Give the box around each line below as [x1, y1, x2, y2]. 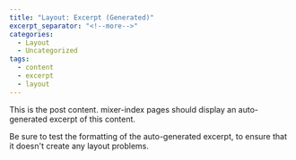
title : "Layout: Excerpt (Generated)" [9, 13, 154, 22]
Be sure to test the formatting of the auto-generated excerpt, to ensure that [9, 131, 288, 141]
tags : [9, 55, 30, 63]
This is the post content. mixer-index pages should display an [9, 104, 237, 114]
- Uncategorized [17, 46, 78, 55]
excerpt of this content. [48, 114, 136, 124]
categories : [9, 29, 54, 38]
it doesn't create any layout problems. [9, 140, 150, 151]
